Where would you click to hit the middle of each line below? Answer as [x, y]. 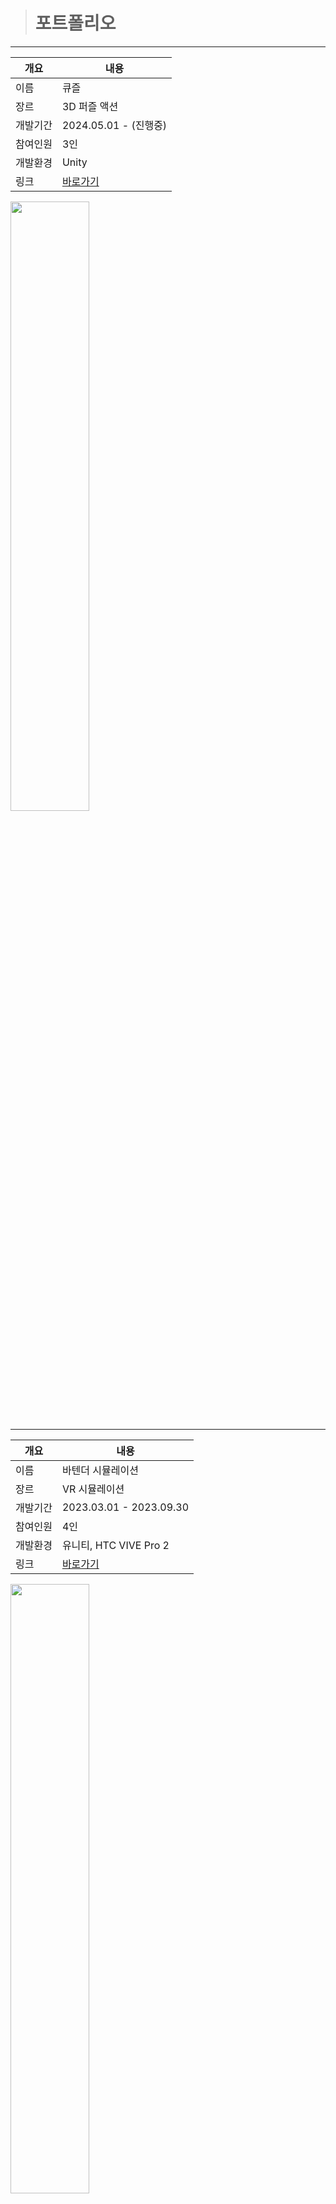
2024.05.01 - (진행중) [114, 125]
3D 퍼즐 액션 [90, 106]
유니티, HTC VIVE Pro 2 [115, 1545]
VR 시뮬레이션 [93, 1489]
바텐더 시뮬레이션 [100, 1470]
